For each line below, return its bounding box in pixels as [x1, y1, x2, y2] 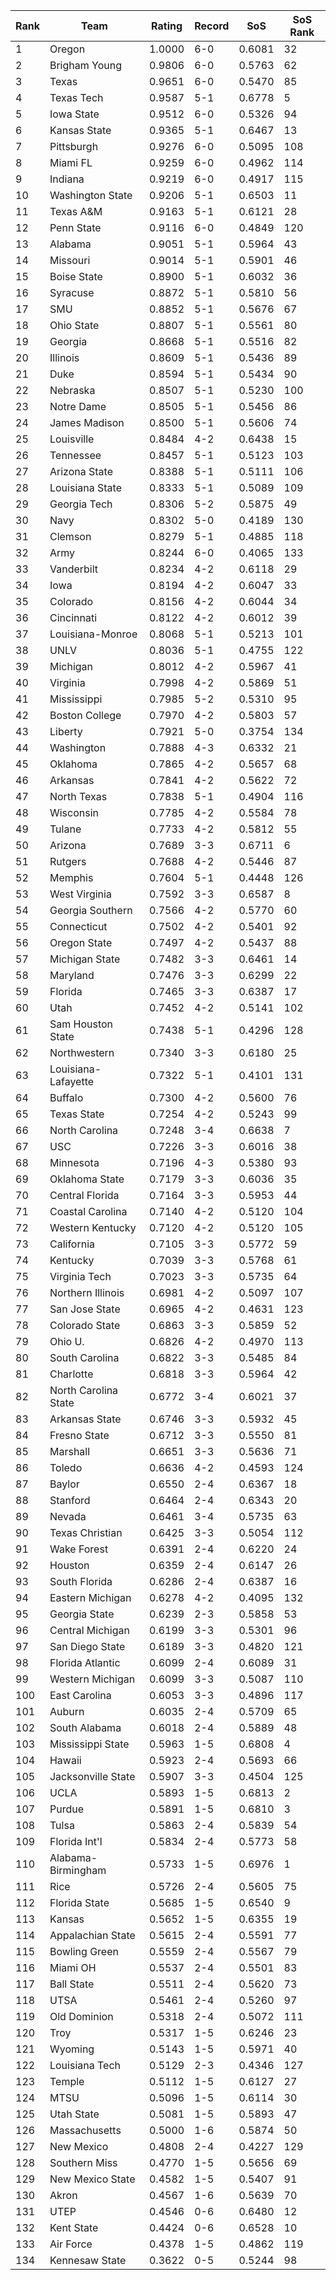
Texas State [49, 1107, 105, 1121]
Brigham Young [49, 59, 123, 72]
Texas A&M [49, 205, 103, 218]
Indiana [49, 172, 85, 186]
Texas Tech [49, 91, 104, 104]
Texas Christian [49, 1526, 123, 1539]
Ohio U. [49, 1335, 85, 1348]
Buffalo [49, 1091, 84, 1104]
